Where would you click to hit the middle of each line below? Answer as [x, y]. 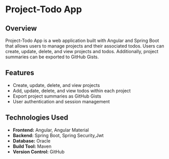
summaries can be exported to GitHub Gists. [52, 57]
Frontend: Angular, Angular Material [51, 130]
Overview [21, 28]
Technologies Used [37, 118]
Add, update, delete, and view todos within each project [72, 90]
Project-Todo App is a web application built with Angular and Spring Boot [82, 40]
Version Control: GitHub [39, 151]
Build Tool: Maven [32, 146]
